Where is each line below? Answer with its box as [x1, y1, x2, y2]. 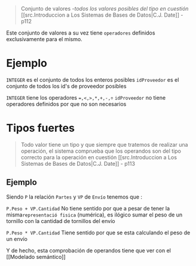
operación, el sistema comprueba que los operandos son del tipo [20, 147, 181, 154]
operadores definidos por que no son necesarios [6, 100, 127, 107]
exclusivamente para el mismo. [6, 36, 82, 42]
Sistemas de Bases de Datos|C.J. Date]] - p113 [20, 160, 136, 167]
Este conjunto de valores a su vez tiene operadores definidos [6, 29, 155, 36]
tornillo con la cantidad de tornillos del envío [6, 217, 115, 224]
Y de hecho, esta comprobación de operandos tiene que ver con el [6, 247, 171, 254]
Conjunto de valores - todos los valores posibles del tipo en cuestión [20, 5, 189, 12]
